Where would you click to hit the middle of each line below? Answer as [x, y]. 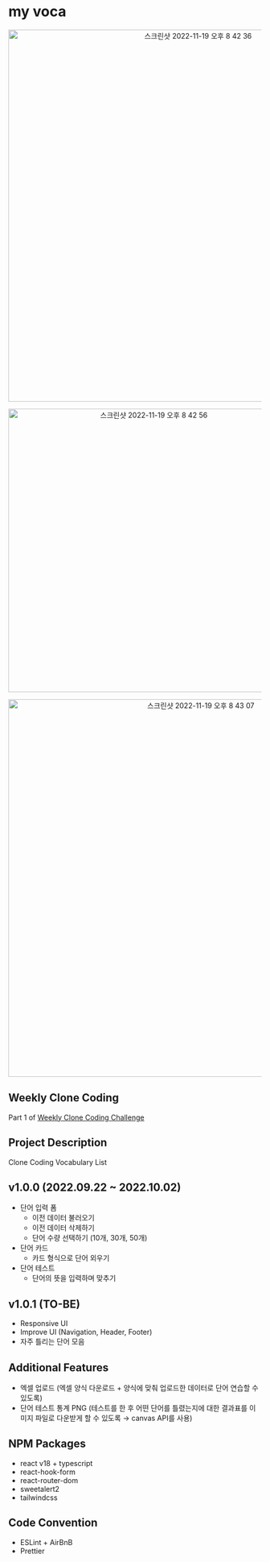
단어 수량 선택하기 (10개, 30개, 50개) [90, 1238]
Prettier [32, 1551]
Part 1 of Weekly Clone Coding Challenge [76, 1117]
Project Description [58, 1143]
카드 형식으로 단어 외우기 [71, 1258]
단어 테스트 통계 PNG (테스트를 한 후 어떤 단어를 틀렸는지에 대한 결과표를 [133, 1408]
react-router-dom [49, 1480]
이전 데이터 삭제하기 [63, 1228]
